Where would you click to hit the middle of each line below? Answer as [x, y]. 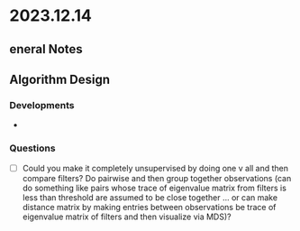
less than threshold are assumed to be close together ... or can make [150, 197]
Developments [42, 105]
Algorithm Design [60, 79]
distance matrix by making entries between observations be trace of [149, 207]
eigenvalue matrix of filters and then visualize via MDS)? [127, 217]
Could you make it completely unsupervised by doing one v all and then [155, 168]
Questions [32, 148]
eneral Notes [46, 49]
